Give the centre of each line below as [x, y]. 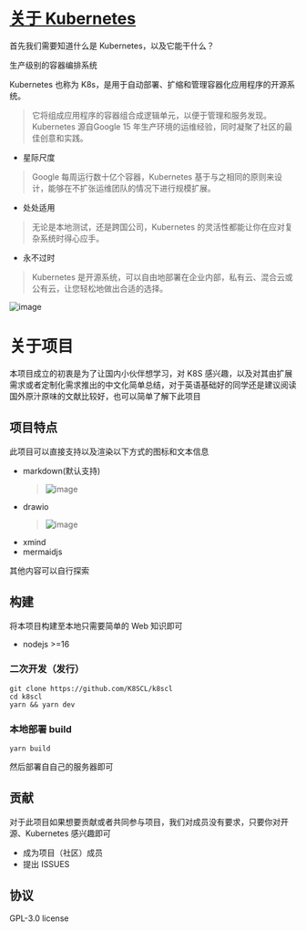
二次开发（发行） [47, 669]
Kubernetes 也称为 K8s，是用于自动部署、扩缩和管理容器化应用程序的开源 [148, 84]
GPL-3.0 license [39, 918]
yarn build [30, 749]
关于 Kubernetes [73, 19]
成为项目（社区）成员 [62, 853]
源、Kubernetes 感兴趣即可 [60, 833]
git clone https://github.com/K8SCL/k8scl [91, 688]
